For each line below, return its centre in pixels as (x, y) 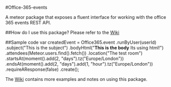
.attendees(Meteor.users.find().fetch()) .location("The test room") (74, 53)
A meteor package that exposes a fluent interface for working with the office (86, 17)
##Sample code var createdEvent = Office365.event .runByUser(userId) (81, 42)
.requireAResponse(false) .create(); (42, 69)
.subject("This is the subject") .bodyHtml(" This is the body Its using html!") (84, 48)
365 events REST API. (28, 23)
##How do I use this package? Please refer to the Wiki (62, 32)
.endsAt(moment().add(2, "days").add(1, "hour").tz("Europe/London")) (79, 64)
